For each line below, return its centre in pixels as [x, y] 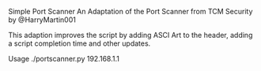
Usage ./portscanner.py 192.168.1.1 [64, 59]
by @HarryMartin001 [42, 20]
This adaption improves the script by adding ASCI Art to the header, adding [130, 35]
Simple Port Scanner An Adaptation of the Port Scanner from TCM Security [130, 11]
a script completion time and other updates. [79, 43]
